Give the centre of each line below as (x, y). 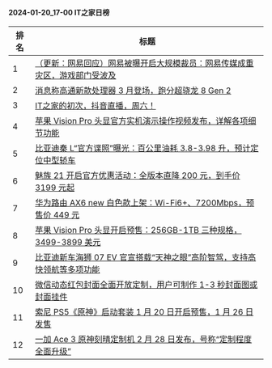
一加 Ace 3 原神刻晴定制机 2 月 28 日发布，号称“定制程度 (144, 340)
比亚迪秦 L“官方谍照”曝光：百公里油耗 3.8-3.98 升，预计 (143, 148)
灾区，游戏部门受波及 (76, 75)
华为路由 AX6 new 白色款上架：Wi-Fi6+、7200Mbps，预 (145, 203)
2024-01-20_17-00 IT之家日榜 (59, 12)
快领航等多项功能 (68, 269)
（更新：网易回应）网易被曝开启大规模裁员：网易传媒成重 (144, 63)
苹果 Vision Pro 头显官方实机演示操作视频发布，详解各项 (142, 121)
